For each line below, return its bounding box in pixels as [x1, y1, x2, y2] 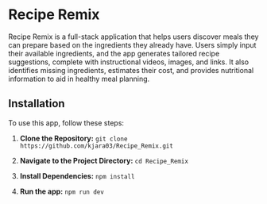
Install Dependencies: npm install [19, 171, 135, 180]
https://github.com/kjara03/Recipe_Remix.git [19, 141, 173, 150]
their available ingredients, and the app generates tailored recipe [8, 48, 220, 58]
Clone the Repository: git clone [19, 133, 128, 143]
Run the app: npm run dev [19, 187, 105, 196]
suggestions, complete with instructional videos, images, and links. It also [8, 57, 249, 67]
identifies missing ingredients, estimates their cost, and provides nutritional [8, 65, 254, 75]
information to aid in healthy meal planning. [8, 74, 150, 83]
